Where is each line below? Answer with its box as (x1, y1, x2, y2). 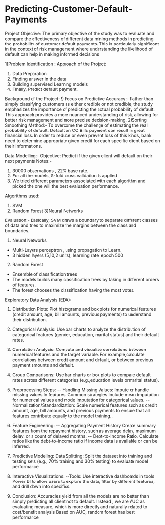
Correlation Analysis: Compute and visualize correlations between (12, 346, 146, 352)
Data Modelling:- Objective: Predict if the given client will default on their (5, 152, 153, 159)
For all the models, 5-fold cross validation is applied (12, 173, 117, 178)
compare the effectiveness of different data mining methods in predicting (5, 36, 154, 42)
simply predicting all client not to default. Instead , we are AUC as (12, 498, 145, 504)
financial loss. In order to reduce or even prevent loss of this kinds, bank (5, 132, 152, 138)
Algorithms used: (5, 193, 40, 199)
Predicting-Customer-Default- (5, 3, 132, 15)
